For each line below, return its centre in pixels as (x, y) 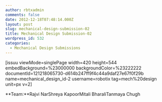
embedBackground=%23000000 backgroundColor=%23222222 (73, 68)
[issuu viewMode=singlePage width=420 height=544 (61, 62)
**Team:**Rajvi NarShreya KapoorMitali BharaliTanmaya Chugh (73, 94)
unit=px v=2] (19, 84)
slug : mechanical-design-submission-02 (47, 29)
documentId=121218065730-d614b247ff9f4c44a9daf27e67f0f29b (74, 73)
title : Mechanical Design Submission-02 (49, 34)
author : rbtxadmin (25, 10)
